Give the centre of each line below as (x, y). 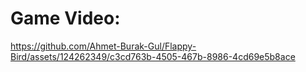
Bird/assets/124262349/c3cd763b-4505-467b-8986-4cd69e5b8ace (153, 56)
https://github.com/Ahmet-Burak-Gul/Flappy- (103, 46)
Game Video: (65, 18)
